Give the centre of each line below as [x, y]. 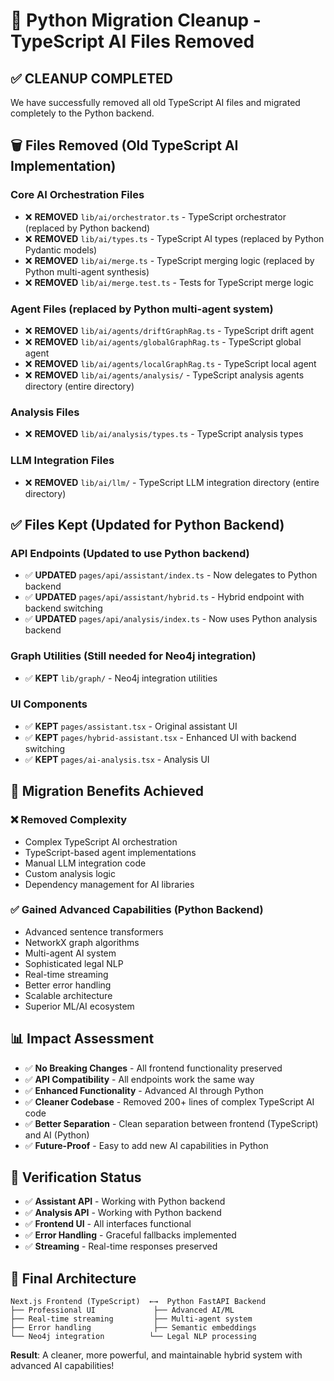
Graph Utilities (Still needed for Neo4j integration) [133, 656]
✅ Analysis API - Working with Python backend [123, 1213]
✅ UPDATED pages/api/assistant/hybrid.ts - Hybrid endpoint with [164, 597]
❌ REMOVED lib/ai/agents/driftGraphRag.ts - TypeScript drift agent [169, 330]
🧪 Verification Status [76, 1177]
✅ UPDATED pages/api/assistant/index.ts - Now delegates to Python [171, 575]
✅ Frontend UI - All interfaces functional [108, 1224]
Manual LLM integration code [85, 863]
